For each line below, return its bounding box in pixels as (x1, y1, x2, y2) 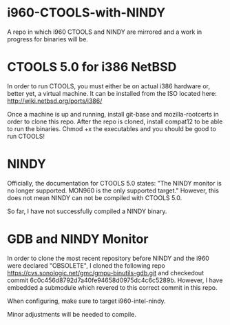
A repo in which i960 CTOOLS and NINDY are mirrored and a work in (7, 28, 202, 36)
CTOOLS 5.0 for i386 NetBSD (7, 59, 177, 75)
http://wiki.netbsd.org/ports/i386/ (7, 97, 103, 105)
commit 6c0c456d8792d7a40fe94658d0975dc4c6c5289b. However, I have (7, 276, 223, 284)
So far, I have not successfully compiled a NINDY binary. (7, 207, 167, 215)
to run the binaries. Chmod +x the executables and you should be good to (7, 124, 217, 132)
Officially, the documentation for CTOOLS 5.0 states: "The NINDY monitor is (7, 179, 222, 187)
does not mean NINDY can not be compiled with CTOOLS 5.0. (7, 193, 182, 201)
